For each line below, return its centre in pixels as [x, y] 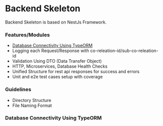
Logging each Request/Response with [51, 51]
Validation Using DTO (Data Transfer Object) [57, 61]
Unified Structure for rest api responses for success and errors [76, 72]
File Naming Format [32, 105]
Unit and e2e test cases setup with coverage [57, 77]
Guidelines [18, 90]
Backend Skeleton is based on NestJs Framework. [56, 22]
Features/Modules [27, 35]
